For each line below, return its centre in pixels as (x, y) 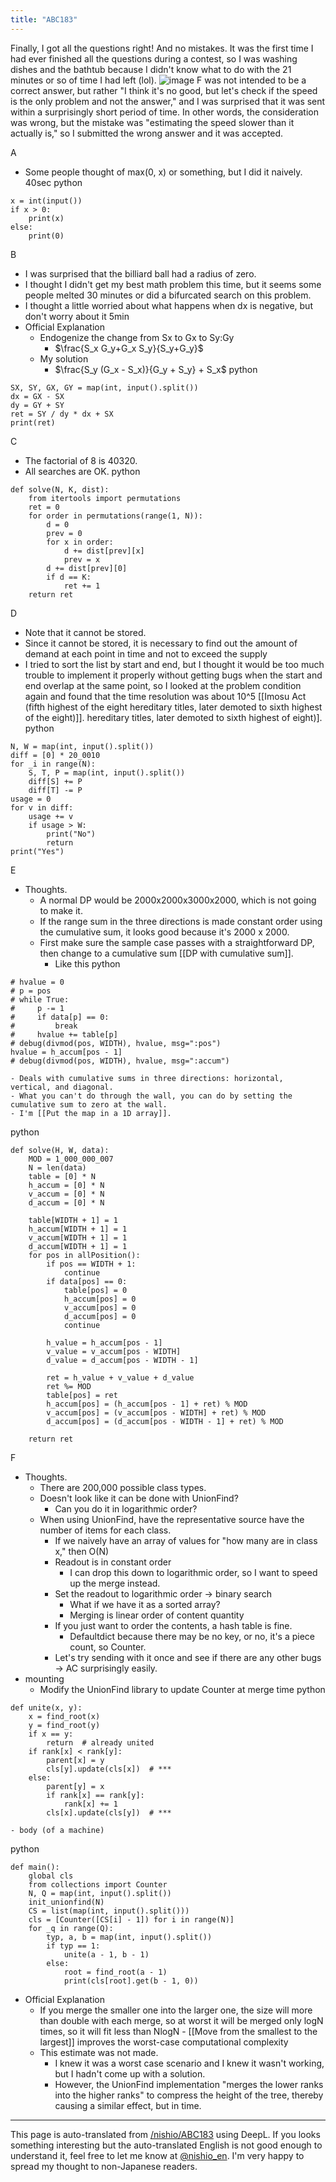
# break (44, 1026)
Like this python (87, 963)
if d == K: (69, 577)
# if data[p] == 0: (60, 1017)
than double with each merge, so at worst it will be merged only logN (181, 2020)
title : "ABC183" (44, 19)
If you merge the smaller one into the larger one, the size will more (176, 2010)
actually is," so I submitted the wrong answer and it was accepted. (147, 133)
